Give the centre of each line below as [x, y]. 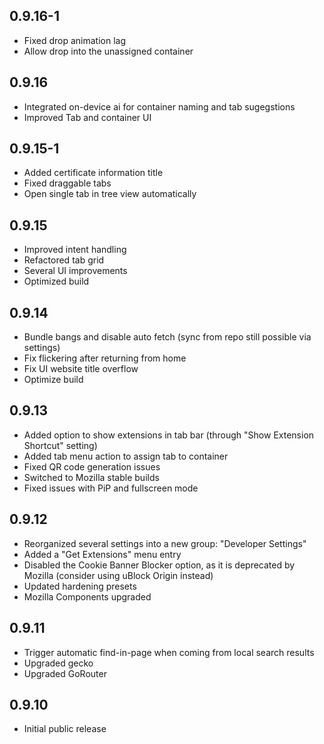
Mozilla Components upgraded [87, 596]
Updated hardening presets [80, 586]
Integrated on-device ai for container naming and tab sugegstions [159, 106]
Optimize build [53, 380]
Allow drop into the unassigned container [108, 51]
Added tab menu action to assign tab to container [126, 456]
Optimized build [56, 281]
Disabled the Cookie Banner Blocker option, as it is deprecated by [159, 565]
